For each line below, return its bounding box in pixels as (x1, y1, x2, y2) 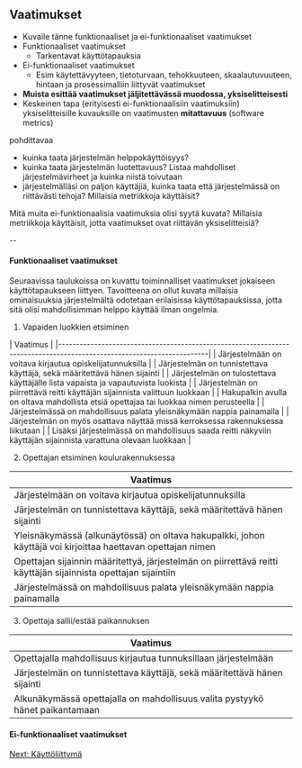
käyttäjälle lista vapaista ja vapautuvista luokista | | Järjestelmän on (9, 377, 258, 388)
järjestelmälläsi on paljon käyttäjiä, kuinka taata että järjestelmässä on (22, 180, 280, 192)
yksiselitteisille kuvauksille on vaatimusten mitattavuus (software (22, 107, 265, 118)
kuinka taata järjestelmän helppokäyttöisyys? (22, 152, 189, 163)
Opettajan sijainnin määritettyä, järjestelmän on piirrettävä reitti (13, 556, 279, 568)
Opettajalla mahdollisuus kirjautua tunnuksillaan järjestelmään (13, 652, 274, 664)
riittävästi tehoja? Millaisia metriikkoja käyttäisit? (22, 190, 200, 201)
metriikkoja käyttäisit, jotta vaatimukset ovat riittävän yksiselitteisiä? (9, 217, 260, 228)
